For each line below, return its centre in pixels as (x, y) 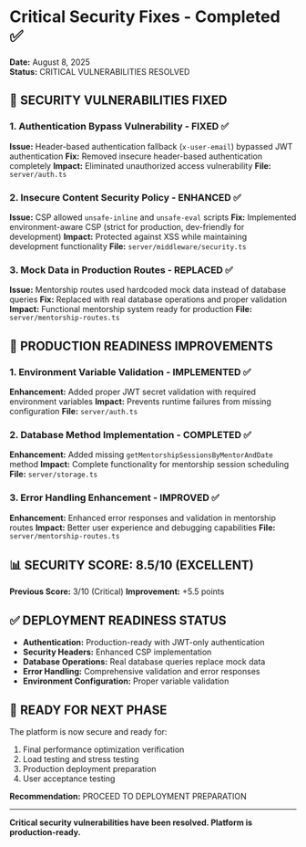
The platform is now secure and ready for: (88, 731)
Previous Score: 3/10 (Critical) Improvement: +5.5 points (117, 591)
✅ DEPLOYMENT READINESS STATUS (118, 620)
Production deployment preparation (89, 769)
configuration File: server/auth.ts (74, 411)
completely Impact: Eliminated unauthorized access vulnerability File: (140, 165)
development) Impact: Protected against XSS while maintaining (128, 236)
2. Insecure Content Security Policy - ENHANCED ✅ (125, 197)
